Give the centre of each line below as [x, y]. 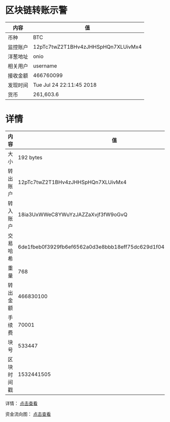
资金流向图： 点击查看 [28, 414]
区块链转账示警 [36, 10]
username [45, 65]
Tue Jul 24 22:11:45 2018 [65, 85]
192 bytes [30, 157]
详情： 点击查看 [22, 403]
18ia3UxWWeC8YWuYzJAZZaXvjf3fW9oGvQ [73, 215]
